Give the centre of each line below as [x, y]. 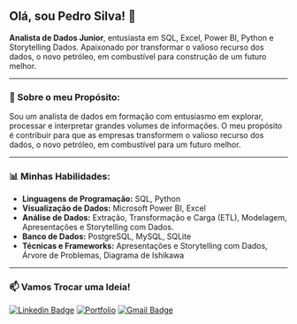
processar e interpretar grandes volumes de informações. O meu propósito [146, 126]
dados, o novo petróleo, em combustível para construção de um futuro [138, 56]
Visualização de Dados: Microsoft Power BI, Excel [114, 208]
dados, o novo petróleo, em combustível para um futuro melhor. [125, 145]
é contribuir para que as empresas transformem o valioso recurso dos [137, 135]
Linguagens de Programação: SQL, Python [101, 199]
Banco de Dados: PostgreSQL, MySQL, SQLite [107, 236]
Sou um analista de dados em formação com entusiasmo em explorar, [136, 117]
